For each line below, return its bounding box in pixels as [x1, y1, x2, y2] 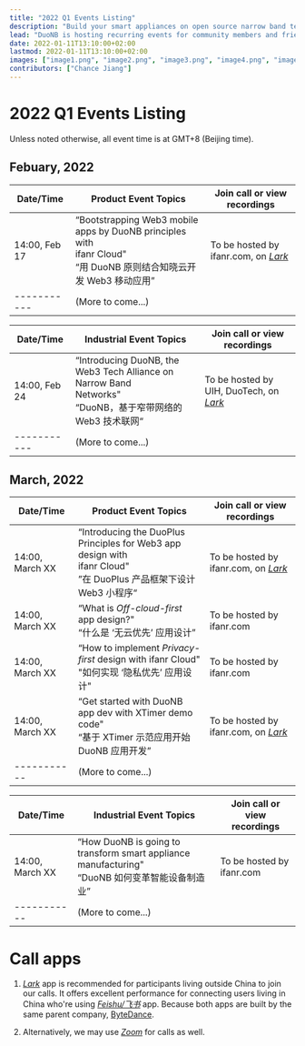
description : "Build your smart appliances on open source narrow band [9, 22, 286, 31]
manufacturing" [76, 859, 144, 871]
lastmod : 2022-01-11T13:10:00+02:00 [9, 47, 148, 56]
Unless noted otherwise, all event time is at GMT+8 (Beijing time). [9, 133, 254, 144]
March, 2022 [9, 472, 84, 488]
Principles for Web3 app [77, 538, 182, 550]
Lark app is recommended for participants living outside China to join [22, 979, 281, 990]
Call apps [9, 948, 82, 969]
